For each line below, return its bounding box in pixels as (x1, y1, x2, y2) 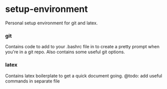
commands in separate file (5, 78, 60, 84)
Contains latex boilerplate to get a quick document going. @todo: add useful (5, 73, 162, 79)
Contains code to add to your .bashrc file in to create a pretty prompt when (5, 44, 160, 50)
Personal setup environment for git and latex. (5, 20, 98, 26)
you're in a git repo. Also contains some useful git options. (5, 49, 125, 55)
